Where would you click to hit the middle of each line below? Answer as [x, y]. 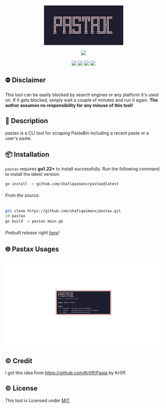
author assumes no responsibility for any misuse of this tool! [69, 105]
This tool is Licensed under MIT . [38, 400]
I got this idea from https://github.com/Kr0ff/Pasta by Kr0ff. [66, 373]
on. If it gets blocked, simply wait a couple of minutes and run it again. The [82, 100]
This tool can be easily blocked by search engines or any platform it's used [82, 95]
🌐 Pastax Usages [32, 249]
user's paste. [19, 138]
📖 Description [27, 121]
